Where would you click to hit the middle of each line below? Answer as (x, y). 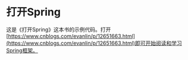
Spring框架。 (22, 50)
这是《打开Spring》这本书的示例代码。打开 (59, 29)
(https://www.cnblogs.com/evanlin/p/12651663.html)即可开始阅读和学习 (94, 43)
